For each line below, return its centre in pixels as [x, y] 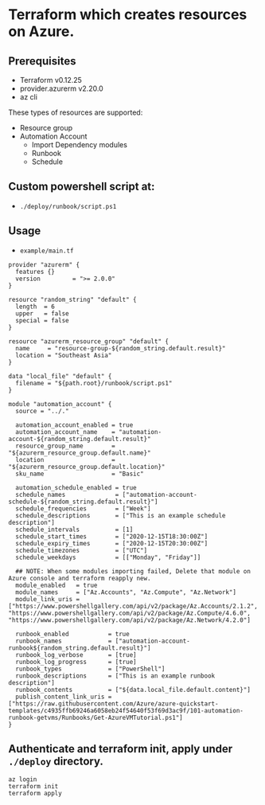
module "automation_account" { [60, 404]
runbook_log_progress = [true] [76, 662]
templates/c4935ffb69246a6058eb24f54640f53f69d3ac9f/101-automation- [126, 710]
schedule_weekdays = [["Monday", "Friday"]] [108, 557]
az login [23, 780]
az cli [29, 97]
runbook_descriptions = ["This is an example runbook [115, 676]
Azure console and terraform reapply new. [80, 578]
